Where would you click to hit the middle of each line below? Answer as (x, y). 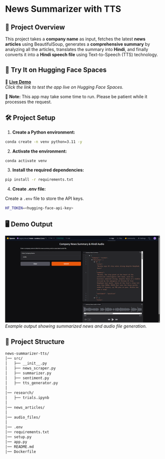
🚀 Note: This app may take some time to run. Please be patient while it (76, 96)
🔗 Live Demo (18, 81)
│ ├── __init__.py (26, 364)
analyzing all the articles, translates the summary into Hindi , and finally (77, 49)
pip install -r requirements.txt (39, 180)
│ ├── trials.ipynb (27, 398)
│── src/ (14, 359)
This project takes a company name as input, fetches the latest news (75, 39)
